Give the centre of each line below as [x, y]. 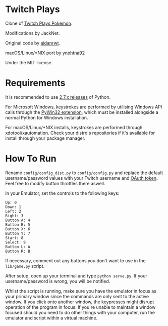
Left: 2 [13, 211]
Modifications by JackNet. [33, 33]
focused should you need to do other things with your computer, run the [80, 312]
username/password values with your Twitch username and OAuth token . [81, 178]
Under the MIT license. [29, 62]
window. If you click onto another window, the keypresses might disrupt [80, 302]
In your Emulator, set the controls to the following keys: [62, 193]
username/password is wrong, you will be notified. [58, 281]
